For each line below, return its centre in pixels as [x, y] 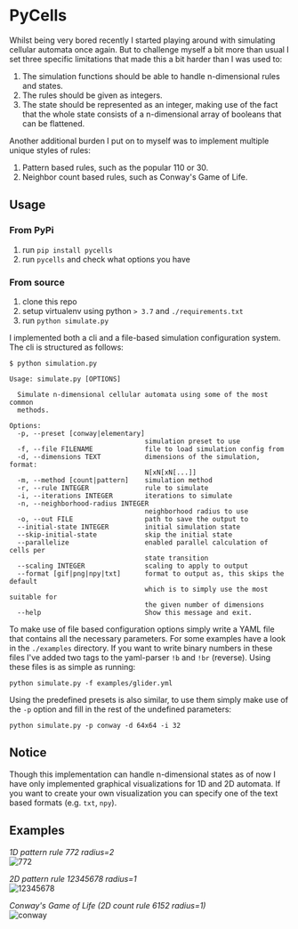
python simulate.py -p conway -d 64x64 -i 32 [95, 725]
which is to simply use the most [206, 589]
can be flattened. [53, 123]
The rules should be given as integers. [92, 95]
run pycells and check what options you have [106, 259]
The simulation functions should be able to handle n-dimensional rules [151, 76]
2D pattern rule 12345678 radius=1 [73, 878]
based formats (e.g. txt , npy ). [63, 803]
